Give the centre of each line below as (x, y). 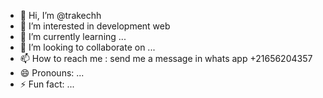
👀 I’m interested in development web (95, 26)
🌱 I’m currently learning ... (73, 36)
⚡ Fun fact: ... (47, 84)
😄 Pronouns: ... (52, 73)
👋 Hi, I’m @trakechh (60, 15)
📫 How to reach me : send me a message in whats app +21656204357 (166, 58)
